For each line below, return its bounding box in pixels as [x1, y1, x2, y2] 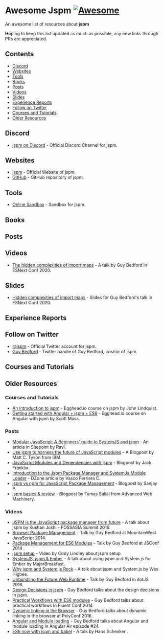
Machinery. [12, 496, 35, 502]
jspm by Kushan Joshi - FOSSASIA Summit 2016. [12, 525, 111, 530]
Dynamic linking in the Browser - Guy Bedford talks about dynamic [12, 608, 147, 614]
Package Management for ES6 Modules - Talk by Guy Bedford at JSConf [12, 540, 159, 546]
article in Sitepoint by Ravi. [12, 444, 66, 450]
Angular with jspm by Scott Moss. [12, 415, 80, 421]
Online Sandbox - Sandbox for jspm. [12, 202, 86, 207]
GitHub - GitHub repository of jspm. [12, 174, 84, 181]
